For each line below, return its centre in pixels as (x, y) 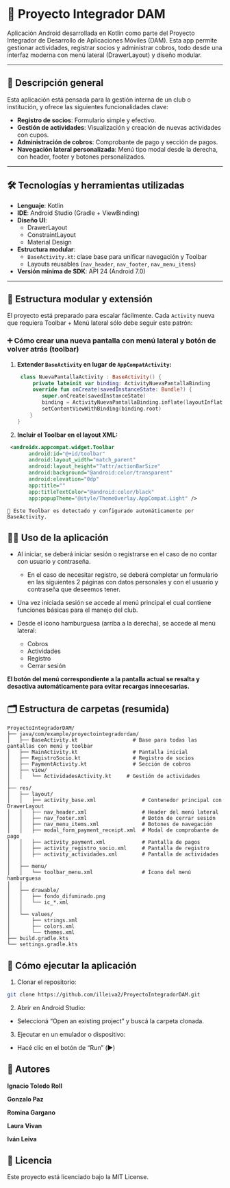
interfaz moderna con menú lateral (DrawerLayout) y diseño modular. (104, 55)
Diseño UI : (32, 220)
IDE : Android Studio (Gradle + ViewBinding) (78, 213)
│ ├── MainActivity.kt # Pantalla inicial (98, 752)
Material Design (49, 242)
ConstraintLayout (52, 235)
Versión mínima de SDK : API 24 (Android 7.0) (81, 271)
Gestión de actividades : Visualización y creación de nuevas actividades (119, 127)
